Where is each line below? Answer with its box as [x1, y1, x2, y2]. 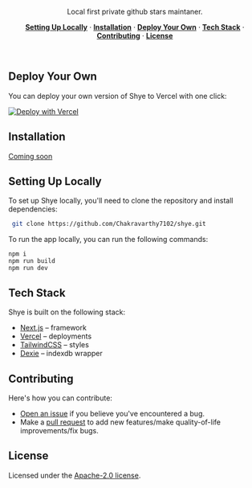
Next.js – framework [19, 323, 87, 333]
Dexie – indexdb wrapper [19, 349, 103, 359]
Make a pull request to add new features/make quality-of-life [19, 417, 222, 427]
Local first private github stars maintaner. [67, 7, 203, 16]
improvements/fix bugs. [19, 425, 99, 435]
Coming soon [8, 151, 53, 161]
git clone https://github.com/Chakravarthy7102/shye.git [11, 220, 206, 228]
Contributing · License [96, 31, 173, 40]
